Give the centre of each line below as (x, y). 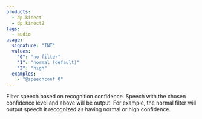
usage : (15, 40)
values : (21, 51)
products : (19, 12)
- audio (21, 34)
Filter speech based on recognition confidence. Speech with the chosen (96, 97)
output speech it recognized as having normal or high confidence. (89, 109)
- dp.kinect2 (28, 23)
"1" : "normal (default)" (48, 62)
